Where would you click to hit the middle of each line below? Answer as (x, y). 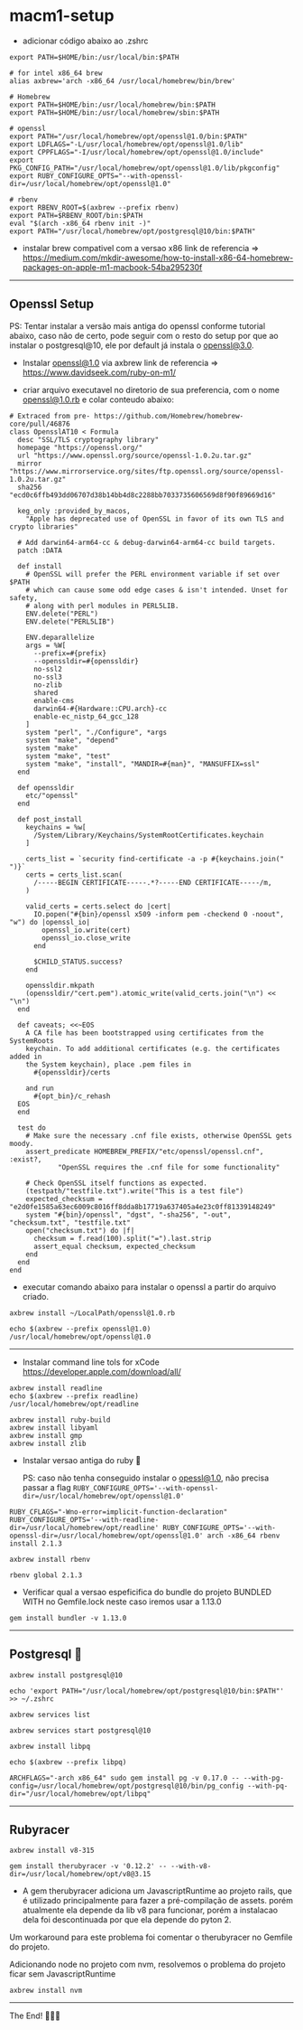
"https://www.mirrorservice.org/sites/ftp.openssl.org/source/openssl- (147, 471)
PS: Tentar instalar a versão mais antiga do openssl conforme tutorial (138, 325)
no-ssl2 (48, 669)
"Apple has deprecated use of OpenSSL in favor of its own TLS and (155, 519)
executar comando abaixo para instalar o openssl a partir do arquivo (149, 1287)
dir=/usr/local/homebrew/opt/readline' (84, 1527)
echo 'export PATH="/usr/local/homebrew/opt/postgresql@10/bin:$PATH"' (147, 1691)
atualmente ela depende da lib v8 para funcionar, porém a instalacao (150, 1910)
